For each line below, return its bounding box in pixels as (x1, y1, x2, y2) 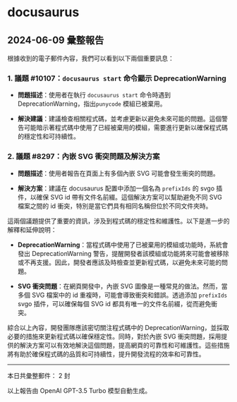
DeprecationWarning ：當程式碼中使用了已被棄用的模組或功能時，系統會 (17, 240, 229, 249)
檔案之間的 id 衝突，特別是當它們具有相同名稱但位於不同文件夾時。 (17, 202, 212, 210)
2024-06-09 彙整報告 (7, 34, 104, 46)
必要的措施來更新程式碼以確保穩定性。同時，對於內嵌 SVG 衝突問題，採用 (7, 332, 221, 341)
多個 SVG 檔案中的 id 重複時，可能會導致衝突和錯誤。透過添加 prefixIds (17, 291, 228, 299)
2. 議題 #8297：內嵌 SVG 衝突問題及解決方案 (7, 152, 160, 162)
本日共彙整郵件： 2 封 (7, 371, 71, 379)
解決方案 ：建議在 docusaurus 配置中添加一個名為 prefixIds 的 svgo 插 (17, 184, 223, 193)
